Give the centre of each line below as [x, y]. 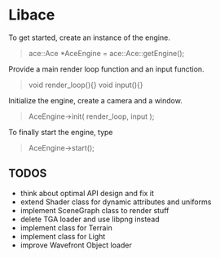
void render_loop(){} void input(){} [86, 85]
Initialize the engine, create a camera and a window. [96, 100]
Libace [32, 15]
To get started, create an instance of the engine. [90, 37]
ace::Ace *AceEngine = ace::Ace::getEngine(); [106, 53]
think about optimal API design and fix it [87, 193]
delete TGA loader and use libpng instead [90, 219]
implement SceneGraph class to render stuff [95, 210]
